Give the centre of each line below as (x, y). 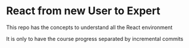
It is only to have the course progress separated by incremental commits (95, 39)
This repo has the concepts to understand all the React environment (89, 27)
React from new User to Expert (83, 11)
